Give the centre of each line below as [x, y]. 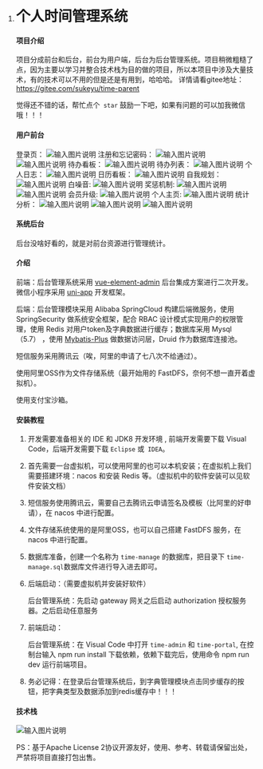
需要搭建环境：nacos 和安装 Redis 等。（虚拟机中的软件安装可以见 [135, 476]
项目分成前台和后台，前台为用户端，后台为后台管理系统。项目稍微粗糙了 [134, 60]
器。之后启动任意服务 [63, 611]
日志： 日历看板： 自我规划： [122, 174]
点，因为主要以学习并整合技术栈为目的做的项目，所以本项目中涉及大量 [131, 69]
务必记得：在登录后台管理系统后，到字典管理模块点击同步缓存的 [132, 682]
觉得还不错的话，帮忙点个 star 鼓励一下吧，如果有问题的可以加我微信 [130, 105]
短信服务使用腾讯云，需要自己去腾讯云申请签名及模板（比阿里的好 [136, 503]
